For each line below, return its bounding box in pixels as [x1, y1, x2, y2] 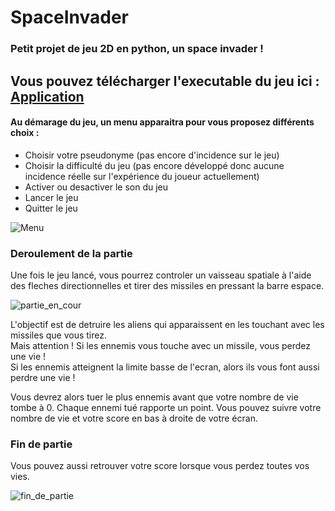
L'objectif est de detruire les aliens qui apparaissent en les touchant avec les [10, 319, 325, 330]
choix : [10, 127, 40, 139]
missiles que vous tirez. [10, 329, 107, 341]
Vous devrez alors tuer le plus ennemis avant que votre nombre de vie [10, 391, 299, 403]
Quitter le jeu [24, 202, 78, 214]
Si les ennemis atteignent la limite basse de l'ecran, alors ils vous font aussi [10, 361, 320, 373]
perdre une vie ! [10, 372, 76, 383]
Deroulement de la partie [10, 246, 133, 260]
